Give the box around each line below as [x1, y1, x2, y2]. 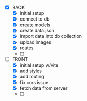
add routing [19, 73, 45, 79]
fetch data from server [19, 85, 68, 91]
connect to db [19, 16, 50, 22]
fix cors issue [19, 79, 49, 85]
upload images [19, 39, 52, 45]
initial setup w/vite [19, 62, 59, 68]
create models [19, 22, 51, 28]
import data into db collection [19, 33, 82, 39]
